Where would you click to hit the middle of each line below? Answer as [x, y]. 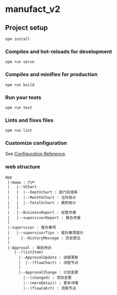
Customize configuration [36, 143]
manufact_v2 [33, 9]
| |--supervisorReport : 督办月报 [44, 218]
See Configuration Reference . [36, 154]
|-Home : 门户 [21, 182]
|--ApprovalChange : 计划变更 [48, 272]
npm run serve [20, 62]
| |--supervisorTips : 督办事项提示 [45, 233]
